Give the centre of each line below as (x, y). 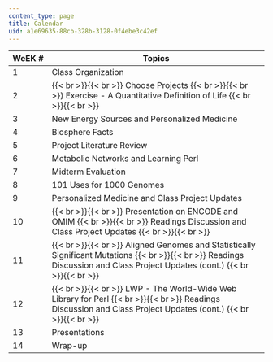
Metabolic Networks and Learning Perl (125, 159)
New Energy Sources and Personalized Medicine (145, 119)
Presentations (78, 333)
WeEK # (28, 59)
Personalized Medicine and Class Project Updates (147, 198)
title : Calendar (36, 24)
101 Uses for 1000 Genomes (108, 185)
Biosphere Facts (82, 133)
